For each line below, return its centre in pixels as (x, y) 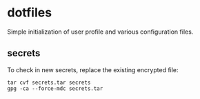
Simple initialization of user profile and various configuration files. (100, 32)
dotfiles (30, 13)
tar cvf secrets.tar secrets (49, 82)
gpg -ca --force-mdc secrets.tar (55, 88)
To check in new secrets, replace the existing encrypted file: (93, 69)
